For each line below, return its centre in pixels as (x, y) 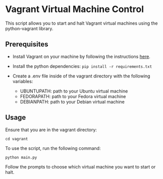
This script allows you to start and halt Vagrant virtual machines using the (82, 23)
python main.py (21, 157)
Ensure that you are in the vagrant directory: (51, 130)
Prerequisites (27, 44)
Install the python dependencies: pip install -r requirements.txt (82, 66)
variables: (23, 81)
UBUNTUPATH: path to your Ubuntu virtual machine (74, 91)
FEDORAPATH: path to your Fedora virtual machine (73, 96)
